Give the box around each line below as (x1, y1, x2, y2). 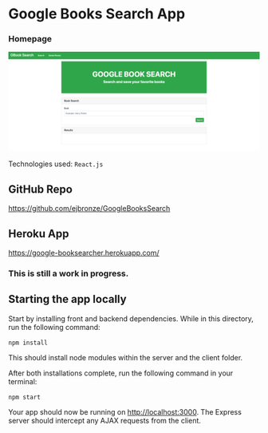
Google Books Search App (8, 5, 186, 23)
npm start (8, 393, 41, 401)
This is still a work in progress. (8, 268, 129, 279)
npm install (8, 339, 48, 347)
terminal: (8, 376, 37, 386)
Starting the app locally (8, 292, 127, 306)
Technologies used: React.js (8, 159, 104, 169)
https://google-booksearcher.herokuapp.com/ (8, 248, 160, 257)
